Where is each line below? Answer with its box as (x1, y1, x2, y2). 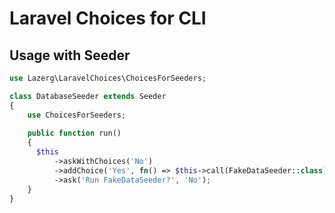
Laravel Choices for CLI (9, 7, 207, 30)
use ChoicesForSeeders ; (27, 110, 127, 120)
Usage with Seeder (9, 47, 131, 64)
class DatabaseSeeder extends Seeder (9, 91, 167, 101)
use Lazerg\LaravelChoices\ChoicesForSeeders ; (9, 73, 207, 83)
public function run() (27, 128, 122, 139)
